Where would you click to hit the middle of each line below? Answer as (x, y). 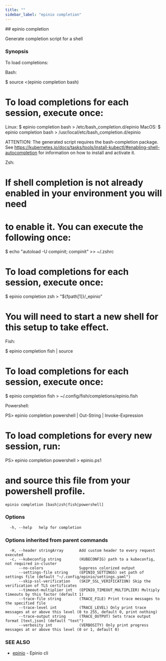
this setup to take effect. (57, 327)
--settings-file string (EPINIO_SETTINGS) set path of (81, 573)
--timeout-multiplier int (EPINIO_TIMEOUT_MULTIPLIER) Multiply (89, 590)
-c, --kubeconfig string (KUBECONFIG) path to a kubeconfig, (82, 560)
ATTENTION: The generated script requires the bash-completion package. (82, 142)
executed (14, 555)
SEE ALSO (18, 642)
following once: (38, 238)
